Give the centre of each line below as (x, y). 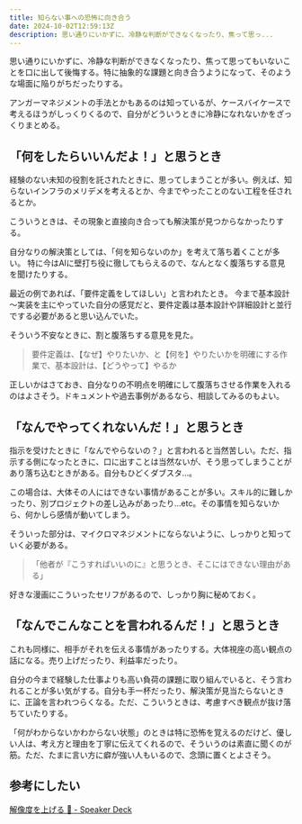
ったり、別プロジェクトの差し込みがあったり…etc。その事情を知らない (141, 503)
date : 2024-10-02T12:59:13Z (62, 26)
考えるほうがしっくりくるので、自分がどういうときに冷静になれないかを (143, 114)
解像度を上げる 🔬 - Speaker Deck (71, 809)
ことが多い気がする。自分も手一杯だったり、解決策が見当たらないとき (155, 691)
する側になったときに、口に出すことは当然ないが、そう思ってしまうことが (154, 462)
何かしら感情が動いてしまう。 (80, 515)
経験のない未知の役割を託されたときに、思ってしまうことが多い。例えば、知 (151, 180)
